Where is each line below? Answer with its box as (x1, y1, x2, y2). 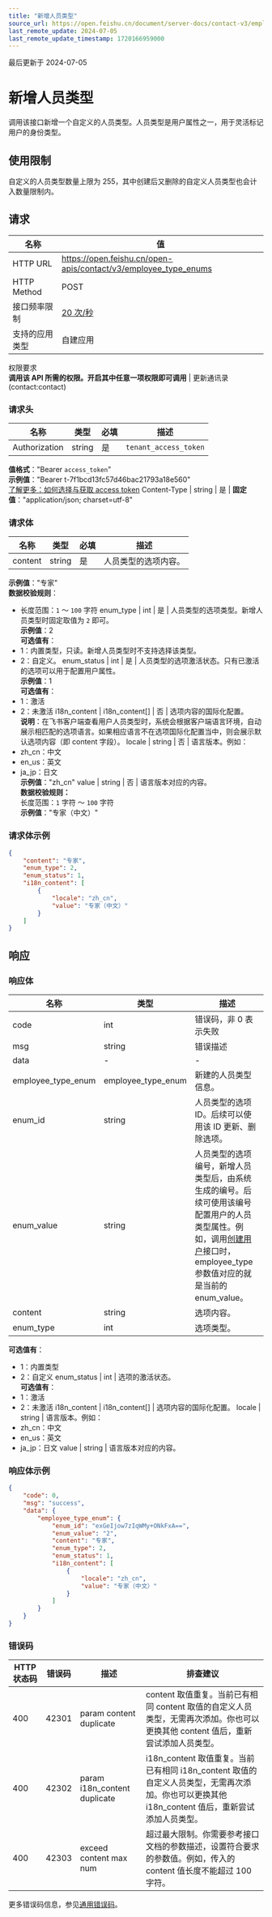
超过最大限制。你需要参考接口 (145, 1829, 260, 1840)
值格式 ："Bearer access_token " (8, 465, 112, 475)
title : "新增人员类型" (8, 11, 78, 20)
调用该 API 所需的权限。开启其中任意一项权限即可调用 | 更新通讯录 (8, 373, 229, 382)
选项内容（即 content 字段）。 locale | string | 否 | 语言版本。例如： (27, 737, 249, 747)
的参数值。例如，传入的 (145, 1853, 236, 1864)
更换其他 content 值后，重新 (145, 1726, 253, 1737)
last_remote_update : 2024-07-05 (8, 27, 117, 35)
